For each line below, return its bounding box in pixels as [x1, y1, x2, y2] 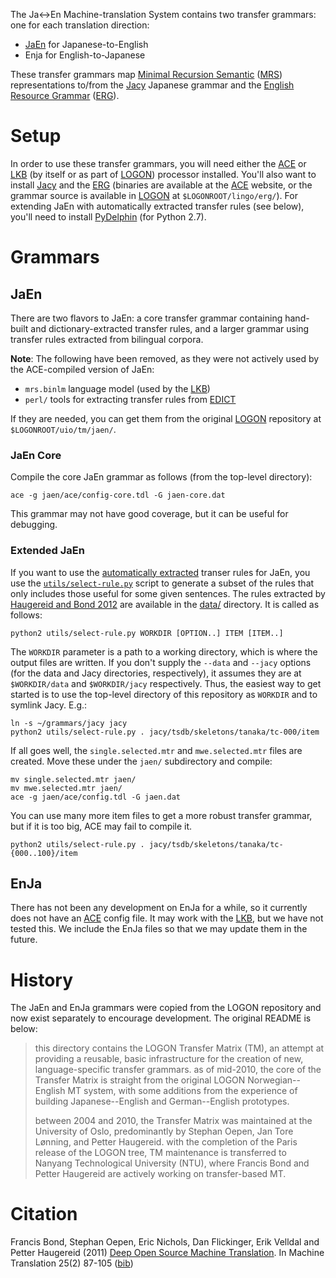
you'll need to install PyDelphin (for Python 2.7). [10, 210, 207, 223]
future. [10, 934, 38, 946]
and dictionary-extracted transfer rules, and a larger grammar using [30, 322, 310, 334]
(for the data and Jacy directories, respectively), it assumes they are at [10, 667, 302, 679]
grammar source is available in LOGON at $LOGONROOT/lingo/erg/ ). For [10, 189, 298, 201]
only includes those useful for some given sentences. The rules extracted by [10, 587, 326, 599]
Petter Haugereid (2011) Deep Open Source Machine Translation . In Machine [10, 1247, 325, 1259]
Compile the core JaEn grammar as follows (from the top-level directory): [10, 471, 313, 483]
